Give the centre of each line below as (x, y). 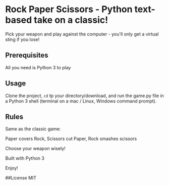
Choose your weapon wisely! (35, 149)
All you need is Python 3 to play (38, 67)
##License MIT (21, 178)
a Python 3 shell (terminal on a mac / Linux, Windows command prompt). (81, 101)
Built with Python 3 (25, 158)
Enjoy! (12, 168)
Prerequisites (27, 55)
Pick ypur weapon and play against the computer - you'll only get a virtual (82, 34)
